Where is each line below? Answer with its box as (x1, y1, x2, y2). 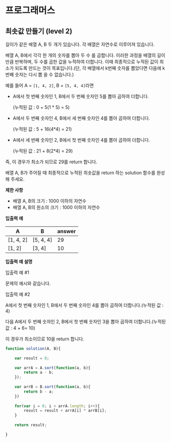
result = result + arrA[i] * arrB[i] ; (24, 408, 107, 413)
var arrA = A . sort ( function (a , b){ (14, 365, 91, 370)
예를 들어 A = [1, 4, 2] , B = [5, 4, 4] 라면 (5, 83, 94, 88)
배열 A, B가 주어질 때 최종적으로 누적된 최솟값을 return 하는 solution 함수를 (5, 170, 156, 176)
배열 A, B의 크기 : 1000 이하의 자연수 (12, 198, 87, 204)
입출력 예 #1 (5, 270, 29, 275)
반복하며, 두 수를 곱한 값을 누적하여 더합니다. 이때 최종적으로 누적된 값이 (14, 59, 159, 65)
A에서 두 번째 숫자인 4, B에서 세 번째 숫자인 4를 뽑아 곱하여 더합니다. (12, 115, 150, 121)
